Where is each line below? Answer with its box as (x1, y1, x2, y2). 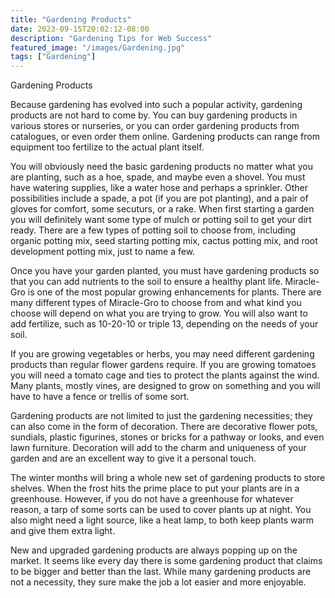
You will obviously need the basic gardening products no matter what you (10, 161, 314, 173)
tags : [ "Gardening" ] (10, 52, 97, 62)
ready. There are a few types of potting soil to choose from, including (10, 224, 296, 236)
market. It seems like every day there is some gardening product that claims (10, 555, 323, 567)
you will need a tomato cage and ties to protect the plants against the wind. (10, 369, 320, 381)
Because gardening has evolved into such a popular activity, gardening (10, 99, 303, 111)
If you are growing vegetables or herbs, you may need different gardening (10, 348, 315, 360)
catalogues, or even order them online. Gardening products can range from (10, 131, 320, 143)
